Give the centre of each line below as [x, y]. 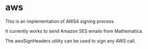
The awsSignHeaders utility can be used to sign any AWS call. [71, 41]
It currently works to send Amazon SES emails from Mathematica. [74, 31]
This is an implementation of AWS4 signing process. [60, 21]
